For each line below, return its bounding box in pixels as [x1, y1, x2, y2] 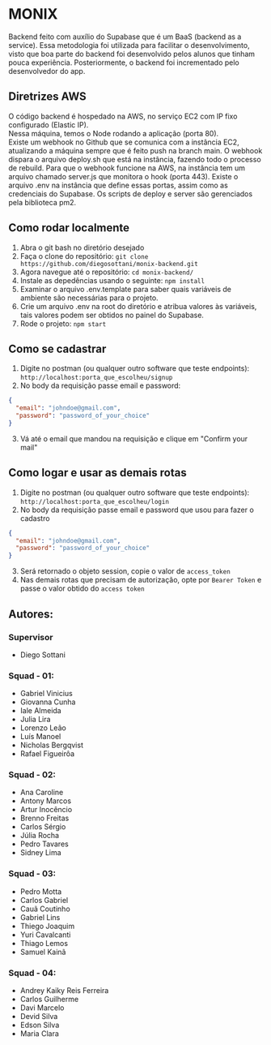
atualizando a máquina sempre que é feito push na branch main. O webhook [8, 145, 263, 155]
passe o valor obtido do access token [19, 583, 145, 593]
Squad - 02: [8, 769, 57, 781]
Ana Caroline [19, 788, 64, 798]
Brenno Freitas [19, 813, 70, 824]
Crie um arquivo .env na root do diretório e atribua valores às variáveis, [19, 301, 257, 311]
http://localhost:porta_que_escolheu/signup [19, 374, 173, 382]
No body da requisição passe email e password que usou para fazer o [19, 505, 255, 514]
